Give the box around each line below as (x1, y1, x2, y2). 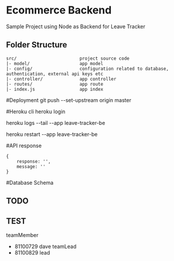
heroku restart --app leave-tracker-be (6, 130, 98, 138)
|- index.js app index (6, 86, 104, 92)
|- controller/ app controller (6, 76, 117, 82)
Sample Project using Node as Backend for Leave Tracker (6, 23, 145, 30)
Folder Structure (6, 40, 67, 50)
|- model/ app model (6, 60, 104, 66)
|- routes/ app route (6, 81, 104, 87)
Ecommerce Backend (6, 4, 112, 17)
